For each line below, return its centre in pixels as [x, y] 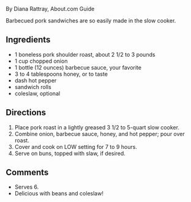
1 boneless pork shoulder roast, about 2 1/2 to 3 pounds [85, 54]
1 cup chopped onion [41, 61]
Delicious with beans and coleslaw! [59, 193]
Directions [26, 113]
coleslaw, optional [37, 93]
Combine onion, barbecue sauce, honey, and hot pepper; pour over [99, 134]
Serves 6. [27, 187]
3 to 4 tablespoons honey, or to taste [61, 74]
